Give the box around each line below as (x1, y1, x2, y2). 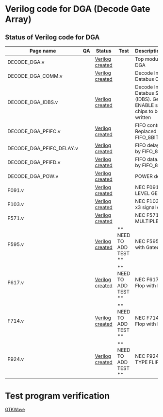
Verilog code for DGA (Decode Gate (5, 3, 150, 15)
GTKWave (5, 406, 25, 412)
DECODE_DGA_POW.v (7, 173, 59, 179)
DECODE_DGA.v (7, 59, 45, 65)
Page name (29, 48, 56, 54)
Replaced (135, 128, 157, 135)
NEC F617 (135, 276, 159, 283)
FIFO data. (135, 156, 159, 162)
